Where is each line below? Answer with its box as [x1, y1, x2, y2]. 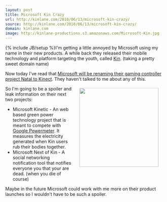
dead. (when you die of [12, 171, 62, 177]
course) [12, 176, 29, 182]
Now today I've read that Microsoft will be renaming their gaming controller [5, 71, 162, 76]
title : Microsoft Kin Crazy [5, 12, 65, 17]
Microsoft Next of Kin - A [12, 149, 65, 155]
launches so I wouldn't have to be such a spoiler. [5, 191, 107, 197]
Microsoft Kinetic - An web [12, 107, 69, 112]
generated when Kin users [12, 138, 68, 144]
